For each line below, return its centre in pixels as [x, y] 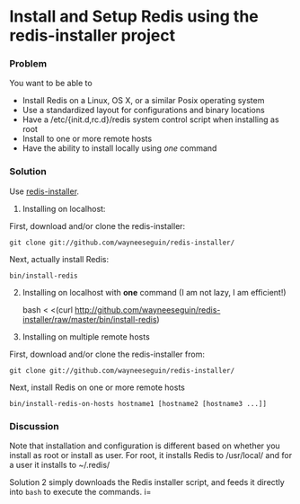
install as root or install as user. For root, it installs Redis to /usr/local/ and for [151, 455]
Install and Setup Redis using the [134, 17]
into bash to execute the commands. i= [80, 492]
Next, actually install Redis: [59, 259]
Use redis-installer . [44, 191]
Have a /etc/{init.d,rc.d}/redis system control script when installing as [151, 119]
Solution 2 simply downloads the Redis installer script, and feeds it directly [147, 482]
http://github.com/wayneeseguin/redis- [148, 309]
